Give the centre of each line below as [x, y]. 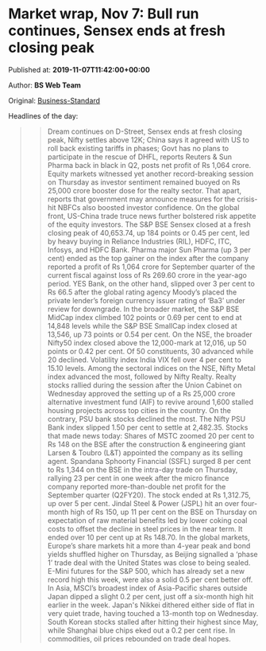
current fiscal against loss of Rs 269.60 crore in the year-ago [147, 275]
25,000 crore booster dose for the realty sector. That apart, [145, 190]
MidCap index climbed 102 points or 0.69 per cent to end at [145, 317]
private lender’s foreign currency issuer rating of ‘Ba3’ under [146, 300]
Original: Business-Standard [54, 100]
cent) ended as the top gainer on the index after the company [148, 258]
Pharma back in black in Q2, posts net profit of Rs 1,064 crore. [149, 165]
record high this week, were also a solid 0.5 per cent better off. [150, 579]
